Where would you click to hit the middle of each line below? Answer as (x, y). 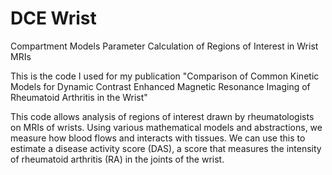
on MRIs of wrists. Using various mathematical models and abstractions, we (166, 127)
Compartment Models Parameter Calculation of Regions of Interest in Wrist (164, 46)
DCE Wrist (53, 18)
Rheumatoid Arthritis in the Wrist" (79, 97)
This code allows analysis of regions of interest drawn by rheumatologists (162, 116)
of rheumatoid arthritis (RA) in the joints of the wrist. (117, 159)
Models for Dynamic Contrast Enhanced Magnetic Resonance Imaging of (160, 86)
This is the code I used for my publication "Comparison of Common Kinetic (165, 76)
